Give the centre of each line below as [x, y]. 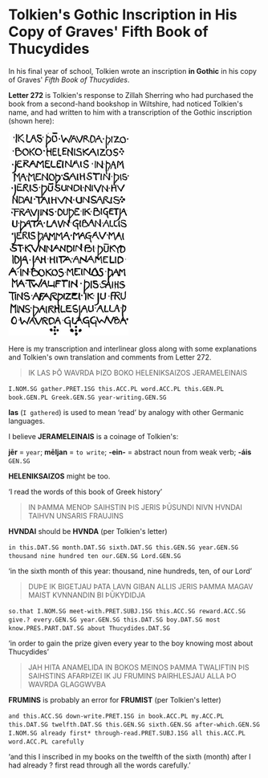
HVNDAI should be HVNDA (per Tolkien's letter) [88, 531]
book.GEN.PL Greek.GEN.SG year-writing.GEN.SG [87, 397]
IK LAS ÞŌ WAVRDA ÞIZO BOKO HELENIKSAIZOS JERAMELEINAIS [137, 373]
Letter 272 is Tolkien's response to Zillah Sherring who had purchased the [131, 95]
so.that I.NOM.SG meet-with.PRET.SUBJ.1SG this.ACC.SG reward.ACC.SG [127, 611]
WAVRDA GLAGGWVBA [67, 684]
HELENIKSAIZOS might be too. [59, 476]
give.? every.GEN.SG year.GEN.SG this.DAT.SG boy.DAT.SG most [114, 620]
